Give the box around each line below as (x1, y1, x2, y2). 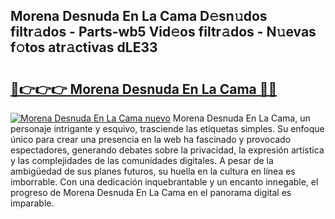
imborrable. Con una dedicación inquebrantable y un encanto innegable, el (10, 176, 319, 188)
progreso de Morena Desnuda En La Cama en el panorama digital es (10, 187, 292, 198)
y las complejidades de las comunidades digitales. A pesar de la (10, 155, 274, 166)
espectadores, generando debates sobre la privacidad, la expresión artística (10, 144, 325, 156)
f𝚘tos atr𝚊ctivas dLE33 (10, 39, 158, 56)
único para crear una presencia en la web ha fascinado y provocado (10, 134, 292, 145)
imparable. (10, 197, 55, 209)
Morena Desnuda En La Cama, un (172, 112, 311, 124)
